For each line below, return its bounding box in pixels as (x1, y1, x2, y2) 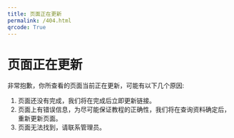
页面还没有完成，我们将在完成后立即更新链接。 (17, 97, 156, 105)
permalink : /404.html (7, 17, 72, 24)
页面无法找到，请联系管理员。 (17, 123, 106, 132)
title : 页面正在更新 (7, 10, 62, 18)
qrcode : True (7, 23, 46, 31)
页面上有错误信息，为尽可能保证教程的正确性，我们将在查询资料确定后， (17, 105, 230, 114)
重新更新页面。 (17, 115, 62, 123)
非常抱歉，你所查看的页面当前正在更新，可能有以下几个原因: (7, 81, 185, 90)
